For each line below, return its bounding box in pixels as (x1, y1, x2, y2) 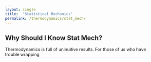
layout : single (5, 7, 36, 12)
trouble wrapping (5, 51, 40, 58)
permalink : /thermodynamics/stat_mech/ (5, 16, 86, 21)
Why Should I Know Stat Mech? (5, 34, 102, 42)
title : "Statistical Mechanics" (5, 12, 73, 16)
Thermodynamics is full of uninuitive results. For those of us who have (5, 47, 146, 52)
